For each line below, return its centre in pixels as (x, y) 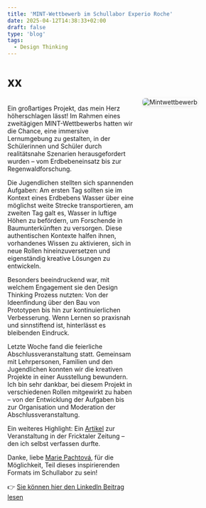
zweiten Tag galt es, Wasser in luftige (62, 213)
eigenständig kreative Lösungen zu (59, 258)
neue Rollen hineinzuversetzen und (59, 251)
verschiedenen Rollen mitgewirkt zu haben (70, 392)
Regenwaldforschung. (40, 169)
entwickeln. (24, 266)
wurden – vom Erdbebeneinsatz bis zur (65, 161)
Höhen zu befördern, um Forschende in (65, 220)
